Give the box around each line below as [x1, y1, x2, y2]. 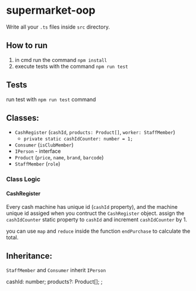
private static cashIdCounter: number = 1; [23, 136, 134, 142]
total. [6, 233, 19, 241]
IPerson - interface [14, 148, 61, 155]
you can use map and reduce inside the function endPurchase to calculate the [6, 227, 191, 234]
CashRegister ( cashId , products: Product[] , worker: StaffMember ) [14, 129, 175, 136]
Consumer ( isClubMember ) [14, 141, 74, 149]
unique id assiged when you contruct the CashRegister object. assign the [6, 209, 185, 217]
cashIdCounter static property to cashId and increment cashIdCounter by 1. [6, 215, 187, 223]
